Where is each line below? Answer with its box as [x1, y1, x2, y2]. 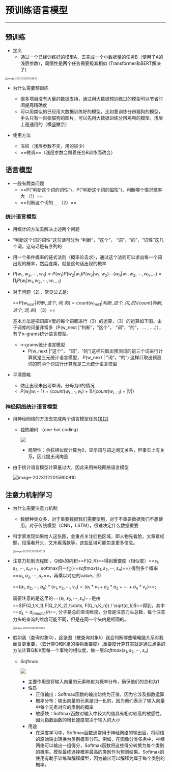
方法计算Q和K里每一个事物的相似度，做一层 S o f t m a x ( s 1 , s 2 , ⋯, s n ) [12, 647, 149, 654]
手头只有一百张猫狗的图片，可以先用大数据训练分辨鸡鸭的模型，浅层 [20, 114, 163, 121]
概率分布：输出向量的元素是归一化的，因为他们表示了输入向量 [35, 697, 165, 704]
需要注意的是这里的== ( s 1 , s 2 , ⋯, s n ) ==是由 [12, 595, 101, 603]
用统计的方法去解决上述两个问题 [12, 226, 80, 232]
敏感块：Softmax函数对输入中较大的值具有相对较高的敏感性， [35, 710, 164, 716]
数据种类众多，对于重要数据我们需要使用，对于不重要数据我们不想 [20, 516, 159, 522]
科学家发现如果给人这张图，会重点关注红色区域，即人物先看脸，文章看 [12, 533, 160, 540]
